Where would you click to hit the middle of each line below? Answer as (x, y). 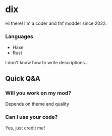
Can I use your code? (32, 117)
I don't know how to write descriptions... (47, 63)
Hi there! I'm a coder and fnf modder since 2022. (56, 23)
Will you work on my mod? (38, 93)
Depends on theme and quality (37, 104)
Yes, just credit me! (25, 128)
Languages (19, 36)
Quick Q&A (23, 79)
